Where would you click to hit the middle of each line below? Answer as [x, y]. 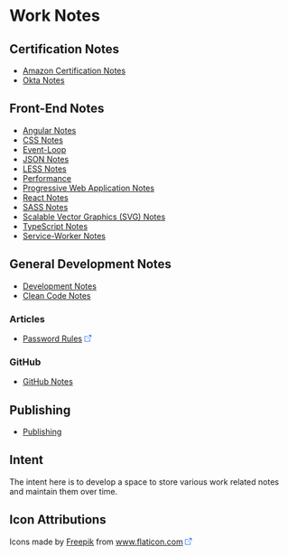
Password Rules [52, 338]
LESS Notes [44, 169]
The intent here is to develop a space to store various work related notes [144, 482]
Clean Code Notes [57, 295]
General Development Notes [90, 264]
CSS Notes [42, 140]
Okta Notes [43, 80]
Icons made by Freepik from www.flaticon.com [96, 542]
